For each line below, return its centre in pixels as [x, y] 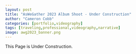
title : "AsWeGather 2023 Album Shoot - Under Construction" [68, 14]
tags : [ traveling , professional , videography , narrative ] [63, 28]
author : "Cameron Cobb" [30, 19]
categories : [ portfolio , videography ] [44, 23]
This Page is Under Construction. [39, 46]
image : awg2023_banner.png [33, 32]
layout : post [19, 10]
